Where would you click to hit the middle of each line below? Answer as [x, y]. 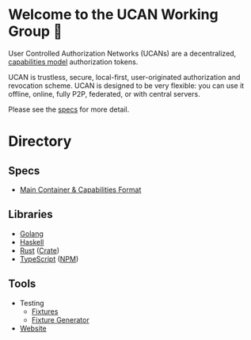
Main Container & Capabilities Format [80, 189]
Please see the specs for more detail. [69, 109]
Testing [32, 303]
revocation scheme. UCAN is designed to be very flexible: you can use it [126, 86]
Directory [40, 141]
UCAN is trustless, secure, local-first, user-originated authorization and [124, 77]
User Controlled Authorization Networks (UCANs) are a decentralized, [122, 53]
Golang [31, 233]
